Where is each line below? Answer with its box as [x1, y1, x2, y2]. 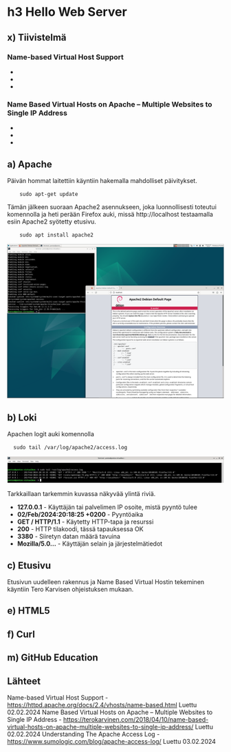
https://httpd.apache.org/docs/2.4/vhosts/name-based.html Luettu [7, 700, 197, 709]
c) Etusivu [7, 559, 52, 571]
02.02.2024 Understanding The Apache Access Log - [7, 730, 160, 738]
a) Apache [7, 158, 53, 170]
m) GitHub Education [7, 652, 98, 664]
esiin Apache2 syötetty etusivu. [7, 217, 96, 226]
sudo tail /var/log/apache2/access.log [13, 444, 128, 451]
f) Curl [7, 628, 36, 640]
